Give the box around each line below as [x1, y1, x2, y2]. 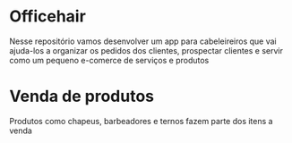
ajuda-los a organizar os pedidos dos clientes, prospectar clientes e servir [9, 45, 284, 55]
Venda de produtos [9, 87, 155, 106]
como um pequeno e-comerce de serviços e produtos [9, 55, 210, 65]
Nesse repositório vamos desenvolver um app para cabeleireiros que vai [9, 36, 278, 46]
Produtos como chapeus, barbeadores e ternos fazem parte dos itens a [9, 115, 273, 126]
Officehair [9, 6, 87, 27]
